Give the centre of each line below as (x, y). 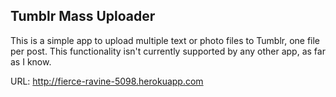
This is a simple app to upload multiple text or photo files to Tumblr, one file (165, 40)
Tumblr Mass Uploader (83, 16)
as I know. (31, 61)
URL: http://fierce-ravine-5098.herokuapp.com (107, 81)
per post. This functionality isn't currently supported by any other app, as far (168, 51)
